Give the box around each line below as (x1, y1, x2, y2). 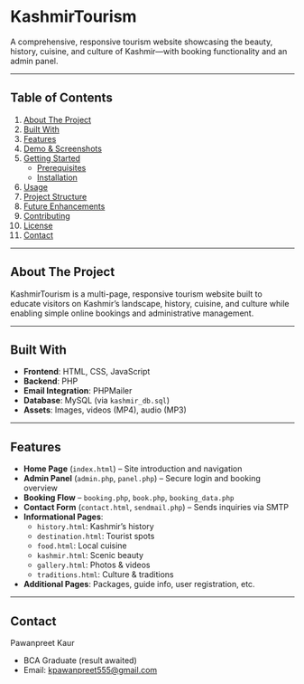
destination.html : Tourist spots (36, 531, 155, 542)
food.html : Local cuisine (36, 540, 127, 551)
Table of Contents (10, 90, 114, 106)
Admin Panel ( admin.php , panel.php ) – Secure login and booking (23, 473, 261, 484)
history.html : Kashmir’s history (36, 521, 154, 532)
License (23, 220, 53, 231)
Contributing (23, 210, 70, 221)
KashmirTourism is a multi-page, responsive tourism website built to (10, 288, 263, 299)
